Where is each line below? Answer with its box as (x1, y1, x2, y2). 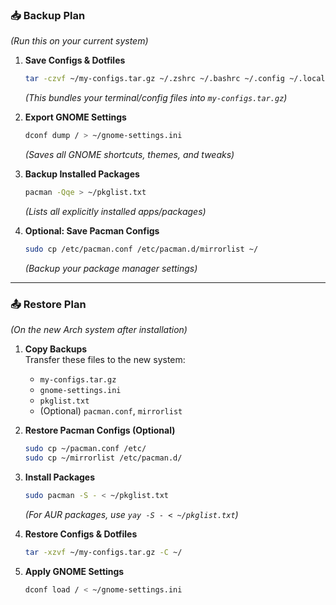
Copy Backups (24, 343, 88, 355)
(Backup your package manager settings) (24, 262, 198, 274)
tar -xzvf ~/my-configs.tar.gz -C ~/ (24, 547, 183, 557)
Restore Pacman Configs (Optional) (24, 424, 176, 437)
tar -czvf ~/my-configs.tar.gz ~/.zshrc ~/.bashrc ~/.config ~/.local (24, 74, 326, 84)
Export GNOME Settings (24, 111, 127, 123)
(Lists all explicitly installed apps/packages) (24, 205, 207, 217)
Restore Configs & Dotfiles (24, 528, 138, 540)
